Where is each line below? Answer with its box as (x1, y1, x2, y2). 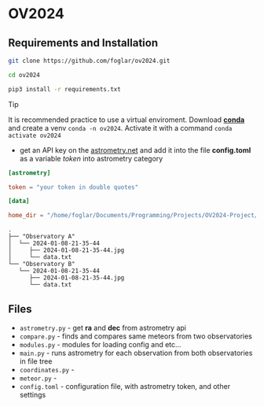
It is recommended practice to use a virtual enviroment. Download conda (8, 115, 245, 124)
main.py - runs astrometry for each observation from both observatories (19, 348, 253, 357)
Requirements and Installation (8, 36, 159, 50)
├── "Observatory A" (8, 233, 76, 241)
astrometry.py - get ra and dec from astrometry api (19, 323, 187, 332)
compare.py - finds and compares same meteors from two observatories (19, 331, 253, 341)
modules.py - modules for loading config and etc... (19, 339, 182, 349)
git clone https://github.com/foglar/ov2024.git (8, 57, 170, 65)
